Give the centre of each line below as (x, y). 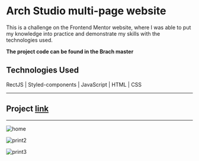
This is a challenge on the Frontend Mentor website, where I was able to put (99, 27)
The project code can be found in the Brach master (70, 51)
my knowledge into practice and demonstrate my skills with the (83, 33)
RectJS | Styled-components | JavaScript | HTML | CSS (74, 84)
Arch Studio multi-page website (86, 11)
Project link (28, 109)
